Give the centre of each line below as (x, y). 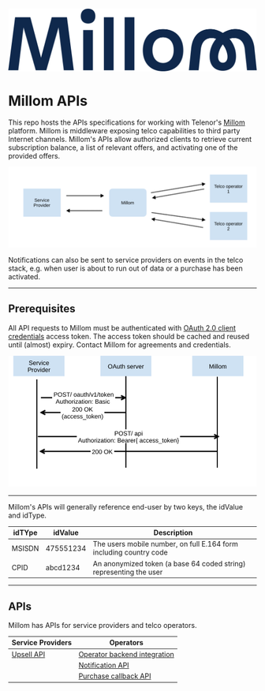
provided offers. (34, 156)
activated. (24, 276)
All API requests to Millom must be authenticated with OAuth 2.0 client (122, 327)
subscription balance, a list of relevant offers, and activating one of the (123, 148)
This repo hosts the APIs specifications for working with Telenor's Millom (127, 122)
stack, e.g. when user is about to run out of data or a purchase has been (125, 268)
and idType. (28, 515)
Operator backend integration (127, 654)
